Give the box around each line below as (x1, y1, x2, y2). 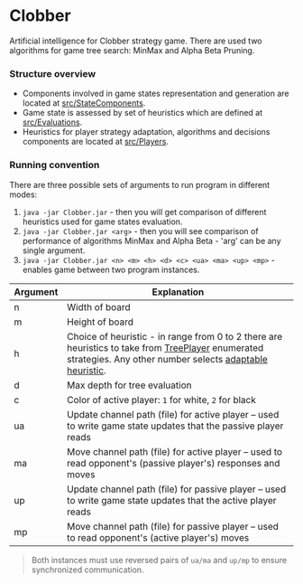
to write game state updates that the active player (67, 494, 277, 506)
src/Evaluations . (22, 117, 83, 127)
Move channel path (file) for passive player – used (67, 520, 280, 532)
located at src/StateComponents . (22, 98, 146, 108)
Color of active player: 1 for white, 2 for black (67, 393, 257, 406)
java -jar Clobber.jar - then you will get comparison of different (22, 206, 267, 217)
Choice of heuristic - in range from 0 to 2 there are (67, 330, 283, 343)
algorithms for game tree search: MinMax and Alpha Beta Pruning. (9, 44, 255, 55)
